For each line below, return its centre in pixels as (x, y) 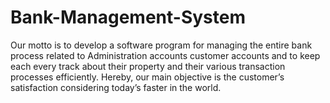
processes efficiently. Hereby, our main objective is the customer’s (147, 77)
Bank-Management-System (128, 17)
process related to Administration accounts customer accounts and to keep (165, 55)
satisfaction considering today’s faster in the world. (116, 87)
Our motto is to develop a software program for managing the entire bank (161, 45)
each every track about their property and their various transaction (148, 66)
